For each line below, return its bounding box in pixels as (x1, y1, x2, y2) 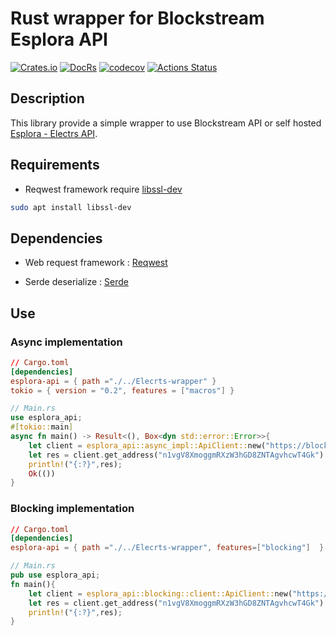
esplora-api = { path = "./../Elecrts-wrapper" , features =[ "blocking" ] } (10, 543, 325, 553)
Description (10, 90, 85, 107)
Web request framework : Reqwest (24, 257, 168, 269)
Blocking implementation (10, 502, 135, 516)
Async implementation (10, 335, 123, 349)
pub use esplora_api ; (10, 570, 101, 581)
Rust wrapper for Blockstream (10, 7, 265, 30)
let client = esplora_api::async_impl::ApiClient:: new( (28, 440, 267, 451)
